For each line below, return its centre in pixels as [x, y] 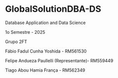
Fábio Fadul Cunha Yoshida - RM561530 [46, 51]
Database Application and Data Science [45, 23]
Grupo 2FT [16, 41]
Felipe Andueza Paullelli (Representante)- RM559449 [59, 60]
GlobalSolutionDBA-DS [53, 9]
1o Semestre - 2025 [25, 32]
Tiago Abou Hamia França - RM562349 [45, 70]
